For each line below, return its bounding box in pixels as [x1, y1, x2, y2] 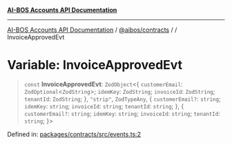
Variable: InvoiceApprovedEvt [7, 57, 183, 73]
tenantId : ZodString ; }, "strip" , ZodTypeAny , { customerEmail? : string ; [23, 95, 221, 103]
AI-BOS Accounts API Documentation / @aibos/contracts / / [7, 26, 177, 34]
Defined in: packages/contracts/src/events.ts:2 [7, 130, 142, 138]
